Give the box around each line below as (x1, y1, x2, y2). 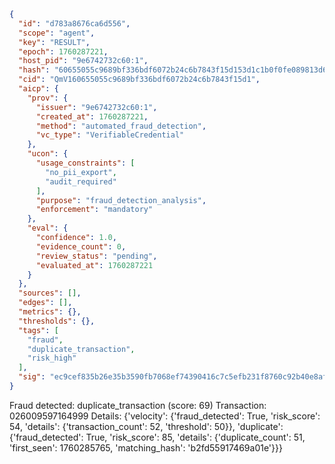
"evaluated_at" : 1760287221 (35, 260, 154, 270)
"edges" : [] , (18, 298, 73, 308)
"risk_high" (27, 353, 77, 364)
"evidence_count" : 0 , (35, 241, 127, 252)
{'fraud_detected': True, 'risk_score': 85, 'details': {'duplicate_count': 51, (9, 431, 306, 443)
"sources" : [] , (18, 288, 82, 299)
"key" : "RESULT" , (18, 37, 91, 47)
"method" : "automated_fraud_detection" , (35, 121, 207, 131)
